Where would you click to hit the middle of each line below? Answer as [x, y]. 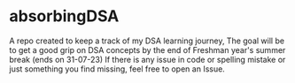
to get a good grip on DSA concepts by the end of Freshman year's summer [147, 49]
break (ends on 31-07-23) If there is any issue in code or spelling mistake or [147, 59]
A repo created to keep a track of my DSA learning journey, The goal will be [147, 41]
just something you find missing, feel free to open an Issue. [117, 69]
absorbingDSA [64, 16]
